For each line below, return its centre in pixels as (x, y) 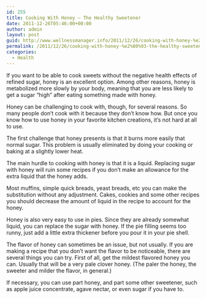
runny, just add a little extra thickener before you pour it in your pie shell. (98, 232)
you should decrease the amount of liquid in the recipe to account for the (99, 201)
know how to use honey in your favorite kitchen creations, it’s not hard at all (102, 120)
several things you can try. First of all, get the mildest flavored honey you (98, 257)
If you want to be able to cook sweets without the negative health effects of (102, 75)
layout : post (23, 35)
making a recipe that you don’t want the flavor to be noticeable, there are (98, 251)
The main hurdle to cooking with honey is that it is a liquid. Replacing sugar (101, 163)
